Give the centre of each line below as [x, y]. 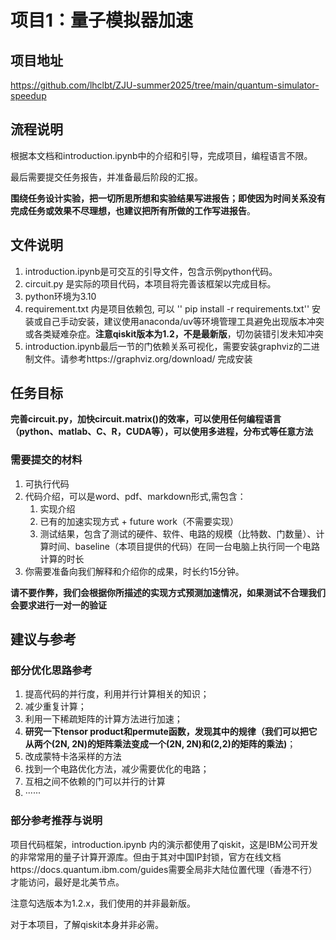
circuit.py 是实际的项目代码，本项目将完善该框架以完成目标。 [150, 283]
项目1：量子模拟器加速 [102, 20]
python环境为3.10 [60, 296]
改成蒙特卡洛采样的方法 [73, 757]
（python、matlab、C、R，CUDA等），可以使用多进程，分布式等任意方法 [162, 432]
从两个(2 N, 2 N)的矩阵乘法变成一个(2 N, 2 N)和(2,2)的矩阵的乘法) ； [160, 744]
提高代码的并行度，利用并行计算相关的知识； [117, 694]
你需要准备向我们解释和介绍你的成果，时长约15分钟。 [134, 571]
